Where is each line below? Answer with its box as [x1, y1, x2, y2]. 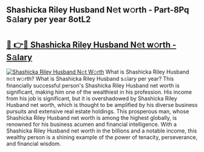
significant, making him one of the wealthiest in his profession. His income [6, 88, 192, 95]
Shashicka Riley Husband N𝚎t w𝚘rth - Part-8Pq [6, 5, 189, 15]
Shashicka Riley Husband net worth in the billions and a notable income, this [6, 127, 197, 134]
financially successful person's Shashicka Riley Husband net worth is [6, 82, 180, 89]
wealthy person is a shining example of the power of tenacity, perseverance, [6, 134, 198, 140]
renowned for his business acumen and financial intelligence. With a [6, 121, 177, 128]
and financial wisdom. [6, 140, 61, 147]
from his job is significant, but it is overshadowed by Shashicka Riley [6, 95, 177, 102]
